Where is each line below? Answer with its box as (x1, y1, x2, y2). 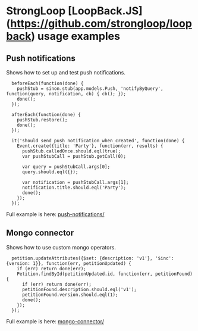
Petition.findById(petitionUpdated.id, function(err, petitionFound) (17, 271, 193, 277)
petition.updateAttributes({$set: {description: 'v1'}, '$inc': (11, 255, 174, 261)
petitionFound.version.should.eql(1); (21, 292, 118, 298)
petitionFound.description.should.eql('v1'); (21, 286, 137, 292)
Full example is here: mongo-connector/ (6, 317, 104, 325)
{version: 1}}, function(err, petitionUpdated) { (6, 260, 132, 266)
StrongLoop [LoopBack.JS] (6, 4, 143, 18)
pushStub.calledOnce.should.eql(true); (21, 148, 121, 154)
